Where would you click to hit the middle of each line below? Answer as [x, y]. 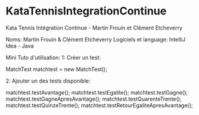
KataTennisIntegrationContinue [86, 11]
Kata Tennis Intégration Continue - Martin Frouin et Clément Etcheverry [94, 28]
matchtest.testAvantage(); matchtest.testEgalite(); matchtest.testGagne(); [97, 92]
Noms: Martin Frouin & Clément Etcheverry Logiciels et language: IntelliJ [96, 39]
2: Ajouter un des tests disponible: [48, 81]
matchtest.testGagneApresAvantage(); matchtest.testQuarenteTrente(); [94, 99]
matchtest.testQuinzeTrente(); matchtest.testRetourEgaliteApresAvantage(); [99, 105]
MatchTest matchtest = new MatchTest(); [57, 69]
